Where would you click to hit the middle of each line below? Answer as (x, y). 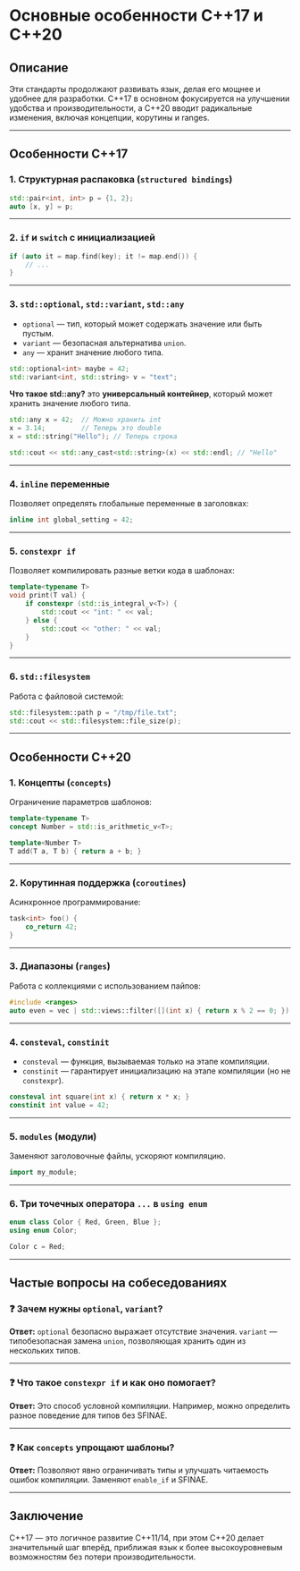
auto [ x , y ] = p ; (42, 207)
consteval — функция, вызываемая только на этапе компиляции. (146, 1061)
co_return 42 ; (51, 927)
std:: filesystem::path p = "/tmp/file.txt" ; (93, 712)
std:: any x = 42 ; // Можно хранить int (86, 420)
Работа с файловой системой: (67, 696)
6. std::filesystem (50, 676)
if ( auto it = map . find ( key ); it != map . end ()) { (104, 256)
